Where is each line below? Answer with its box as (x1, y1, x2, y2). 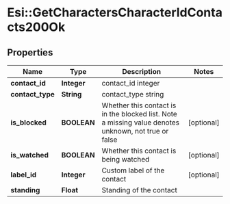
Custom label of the (101, 166, 165, 175)
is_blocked (10, 118, 47, 127)
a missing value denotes (101, 118, 180, 127)
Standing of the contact (101, 186, 178, 194)
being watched (101, 155, 150, 164)
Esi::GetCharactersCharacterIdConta (7, 5, 222, 21)
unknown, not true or (101, 127, 169, 136)
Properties (7, 47, 53, 58)
